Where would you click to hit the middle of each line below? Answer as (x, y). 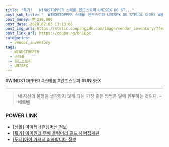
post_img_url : (20, 29)
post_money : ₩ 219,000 (29, 19)
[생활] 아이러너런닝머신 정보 (40, 127)
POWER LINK (21, 116)
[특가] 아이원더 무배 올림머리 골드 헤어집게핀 (56, 133)
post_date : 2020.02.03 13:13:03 (39, 24)
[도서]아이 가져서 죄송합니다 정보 (45, 140)
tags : (11, 47)
